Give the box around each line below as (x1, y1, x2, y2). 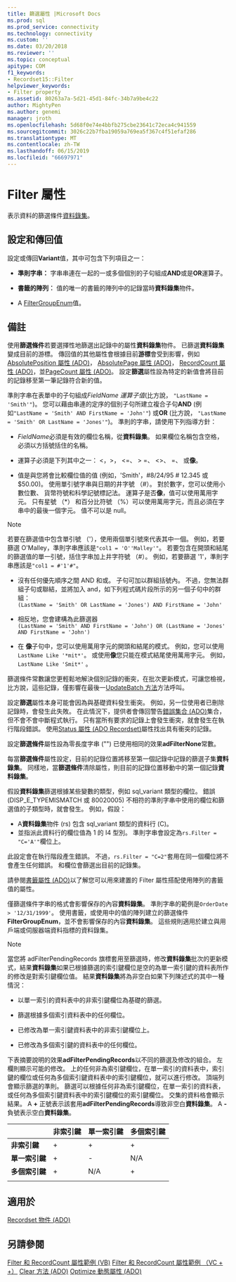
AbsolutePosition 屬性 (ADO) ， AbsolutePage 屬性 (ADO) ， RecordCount (7, 359, 218, 367)
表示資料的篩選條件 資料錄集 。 (7, 211, 93, 219)
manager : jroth (7, 115, 52, 122)
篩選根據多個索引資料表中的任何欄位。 (17, 1011, 129, 1020)
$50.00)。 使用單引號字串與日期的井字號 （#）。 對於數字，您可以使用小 (17, 480, 225, 489)
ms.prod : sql (7, 17, 46, 24)
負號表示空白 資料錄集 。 (7, 1108, 75, 1117)
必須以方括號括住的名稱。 (17, 441, 92, 450)
